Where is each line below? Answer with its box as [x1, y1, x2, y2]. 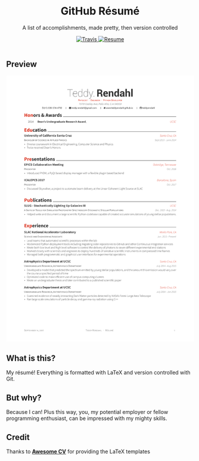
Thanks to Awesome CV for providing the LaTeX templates [6, 448, 151, 455]
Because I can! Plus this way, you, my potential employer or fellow [6, 409, 169, 416]
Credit [6, 432, 30, 442]
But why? [6, 392, 42, 403]
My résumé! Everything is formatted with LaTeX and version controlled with [6, 369, 191, 376]
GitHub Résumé [60, 4, 140, 18]
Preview [6, 59, 38, 69]
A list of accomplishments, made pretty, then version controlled [22, 24, 178, 31]
